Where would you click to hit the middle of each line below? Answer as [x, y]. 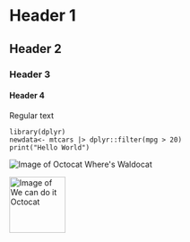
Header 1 [43, 16]
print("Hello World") [50, 147]
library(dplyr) [38, 132]
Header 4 [27, 96]
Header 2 [36, 49]
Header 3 [30, 74]
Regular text [32, 115]
